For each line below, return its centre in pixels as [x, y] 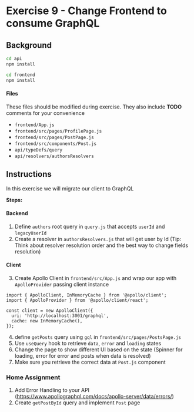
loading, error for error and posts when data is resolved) [83, 355]
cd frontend [21, 75]
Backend [17, 213]
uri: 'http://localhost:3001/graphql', [60, 316]
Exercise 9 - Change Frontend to [87, 11]
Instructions [29, 174]
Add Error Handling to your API [52, 390]
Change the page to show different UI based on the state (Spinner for [98, 350]
